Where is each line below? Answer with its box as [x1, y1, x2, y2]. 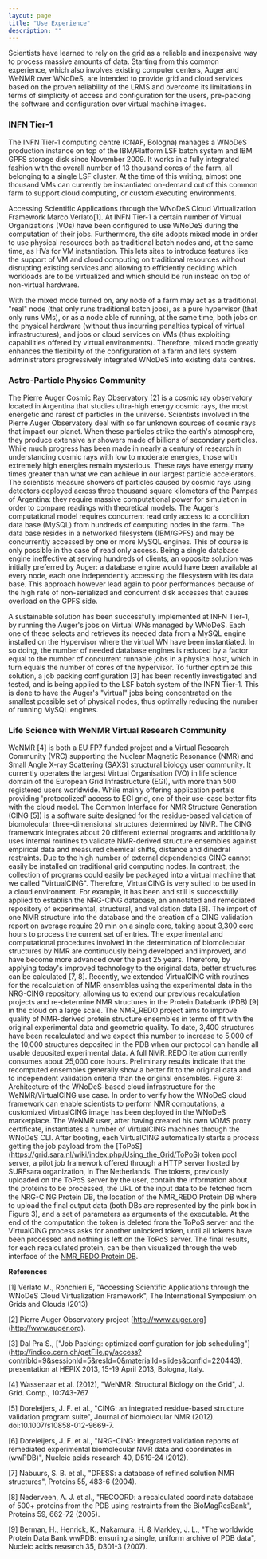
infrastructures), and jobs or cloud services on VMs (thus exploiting [8, 329, 230, 339]
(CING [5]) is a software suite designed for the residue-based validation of [8, 811, 253, 820]
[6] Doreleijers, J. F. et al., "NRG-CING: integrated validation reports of [8, 1436, 239, 1446]
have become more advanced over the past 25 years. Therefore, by [8, 955, 230, 965]
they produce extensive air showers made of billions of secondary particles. [8, 435, 257, 444]
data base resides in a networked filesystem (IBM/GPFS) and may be [8, 528, 234, 538]
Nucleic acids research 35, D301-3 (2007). [8, 1541, 148, 1552]
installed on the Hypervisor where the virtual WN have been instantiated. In [8, 637, 255, 646]
